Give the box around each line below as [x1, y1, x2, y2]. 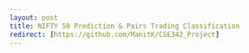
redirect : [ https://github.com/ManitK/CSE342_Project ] [9, 30, 220, 39]
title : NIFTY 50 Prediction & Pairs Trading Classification [9, 22, 241, 31]
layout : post [9, 13, 59, 22]
